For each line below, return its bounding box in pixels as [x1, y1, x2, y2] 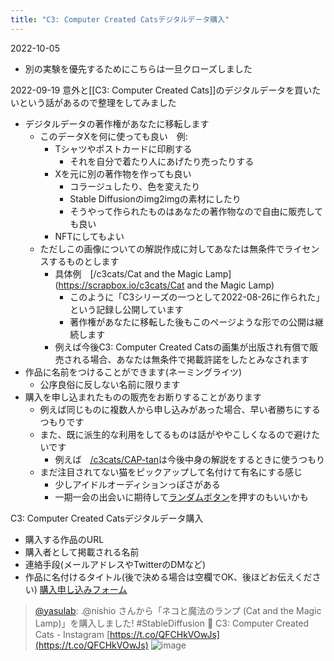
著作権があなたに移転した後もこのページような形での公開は [69, 316, 315, 328]
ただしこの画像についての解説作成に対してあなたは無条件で [39, 242, 285, 255]
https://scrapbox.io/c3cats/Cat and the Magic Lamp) [58, 279, 275, 291]
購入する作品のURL [24, 533, 105, 545]
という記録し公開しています [69, 303, 184, 315]
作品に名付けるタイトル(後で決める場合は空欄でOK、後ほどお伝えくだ [24, 571, 313, 583]
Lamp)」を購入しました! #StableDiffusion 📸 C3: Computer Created [34, 617, 310, 629]
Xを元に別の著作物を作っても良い [54, 167, 192, 180]
